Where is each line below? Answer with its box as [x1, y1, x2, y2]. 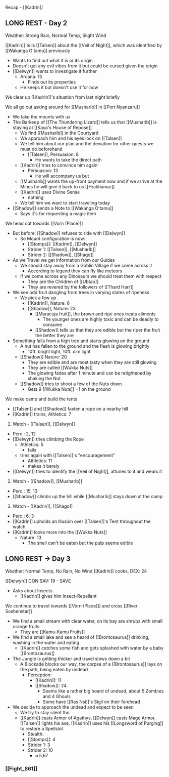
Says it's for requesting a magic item [20, 210, 96, 217]
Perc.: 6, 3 [12, 513, 34, 519]
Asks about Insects [12, 587, 52, 594]
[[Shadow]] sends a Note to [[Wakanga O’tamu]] [12, 205, 114, 211]
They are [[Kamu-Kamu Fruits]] [20, 629, 85, 635]
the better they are [35, 332, 74, 338]
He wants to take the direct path [35, 156, 102, 162]
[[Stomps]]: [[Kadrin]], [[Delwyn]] [27, 240, 97, 247]
